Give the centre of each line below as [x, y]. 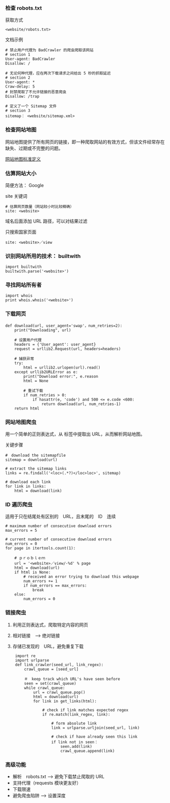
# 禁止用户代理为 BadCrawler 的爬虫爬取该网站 [49, 50]
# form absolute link [74, 723]
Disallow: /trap [22, 97]
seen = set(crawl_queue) [50, 683]
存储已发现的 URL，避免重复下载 [48, 646]
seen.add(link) [76, 746]
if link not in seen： [75, 742]
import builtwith [24, 267]
